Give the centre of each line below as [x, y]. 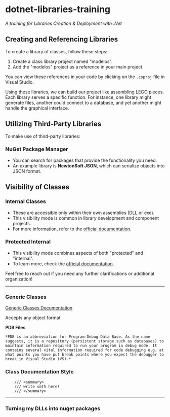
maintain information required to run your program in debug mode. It [81, 346]
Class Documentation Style [39, 372]
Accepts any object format [33, 318]
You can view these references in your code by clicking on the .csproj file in [85, 77]
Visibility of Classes [37, 187]
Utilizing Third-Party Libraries [53, 124]
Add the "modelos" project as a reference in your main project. [78, 66]
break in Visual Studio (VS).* [38, 359]
